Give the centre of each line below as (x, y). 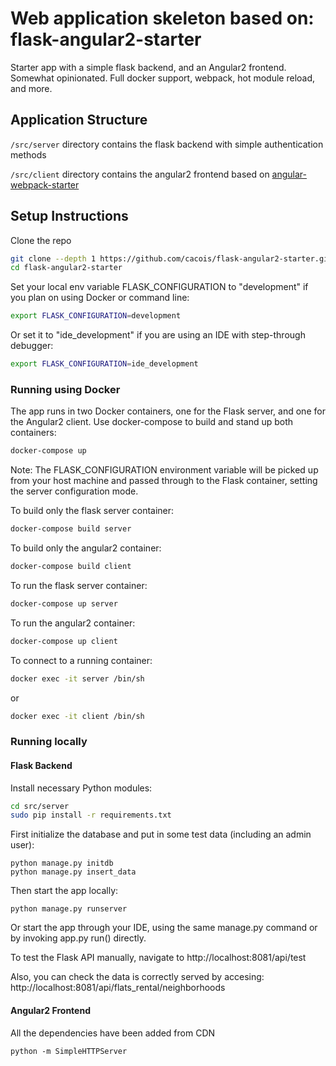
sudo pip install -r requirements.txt (91, 815)
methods (28, 154)
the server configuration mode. (74, 491)
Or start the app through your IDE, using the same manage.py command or (164, 928)
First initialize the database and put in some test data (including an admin (161, 834)
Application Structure (79, 120)
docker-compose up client (64, 641)
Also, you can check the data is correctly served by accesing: (137, 977)
